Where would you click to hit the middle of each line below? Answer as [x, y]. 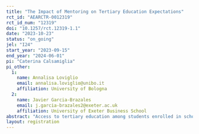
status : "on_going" [30, 39]
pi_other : [18, 67]
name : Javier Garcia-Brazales [54, 100]
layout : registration [33, 122]
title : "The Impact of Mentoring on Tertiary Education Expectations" [95, 12]
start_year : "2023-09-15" [38, 50]
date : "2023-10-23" [30, 34]
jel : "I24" [20, 45]
